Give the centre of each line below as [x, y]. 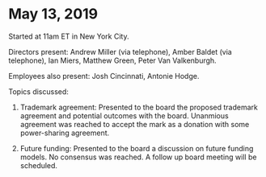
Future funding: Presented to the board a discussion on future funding [137, 148]
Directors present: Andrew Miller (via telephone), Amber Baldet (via [120, 51]
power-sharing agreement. [65, 133]
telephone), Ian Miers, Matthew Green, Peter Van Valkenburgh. [112, 60]
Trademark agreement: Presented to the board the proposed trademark [139, 107]
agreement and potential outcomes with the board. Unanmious [124, 115]
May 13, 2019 [53, 14]
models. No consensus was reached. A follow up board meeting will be [138, 157]
